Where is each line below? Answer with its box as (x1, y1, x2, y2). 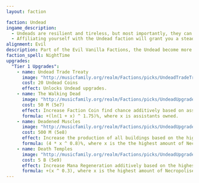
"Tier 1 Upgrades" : (11, 63, 60, 69)
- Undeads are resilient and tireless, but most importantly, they (11, 30, 182, 36)
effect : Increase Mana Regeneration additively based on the (21, 162, 176, 169)
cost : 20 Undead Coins (21, 80, 78, 86)
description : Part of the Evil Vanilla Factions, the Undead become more (6, 47, 192, 53)
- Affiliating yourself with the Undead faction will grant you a (11, 36, 179, 42)
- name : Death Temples (17, 146, 73, 152)
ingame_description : (6, 25, 57, 31)
